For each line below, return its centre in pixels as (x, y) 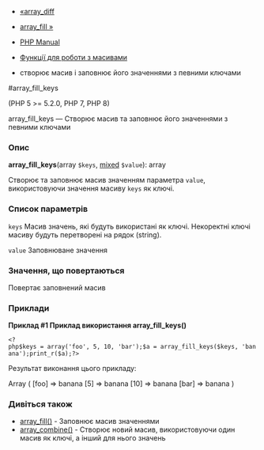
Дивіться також (40, 404)
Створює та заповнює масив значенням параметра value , (107, 180)
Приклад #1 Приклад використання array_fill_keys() (98, 325)
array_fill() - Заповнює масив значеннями (89, 422)
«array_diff (37, 11)
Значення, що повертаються (66, 270)
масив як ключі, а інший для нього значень (92, 438)
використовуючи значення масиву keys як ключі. (91, 188)
